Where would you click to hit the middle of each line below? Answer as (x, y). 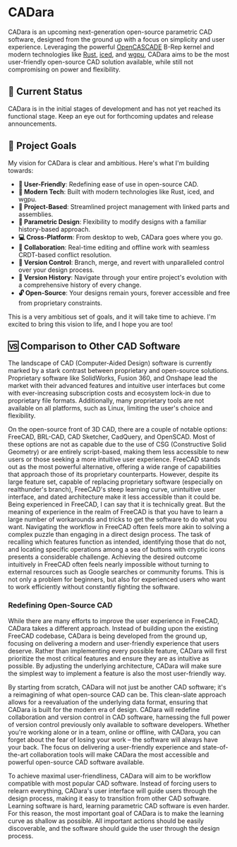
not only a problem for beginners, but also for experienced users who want (117, 579)
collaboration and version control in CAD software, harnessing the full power (119, 717)
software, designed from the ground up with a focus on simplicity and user (116, 39)
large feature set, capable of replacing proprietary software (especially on (115, 482)
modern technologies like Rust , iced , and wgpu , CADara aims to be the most (119, 54)
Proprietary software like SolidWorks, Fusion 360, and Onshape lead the (113, 378)
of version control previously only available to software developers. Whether (119, 724)
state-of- (215, 747)
